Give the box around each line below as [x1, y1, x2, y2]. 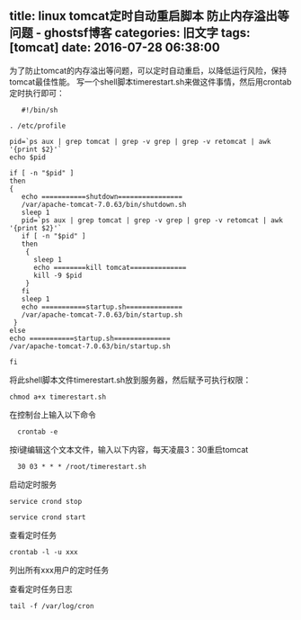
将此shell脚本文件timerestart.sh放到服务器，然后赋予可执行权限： [9, 374, 252, 385]
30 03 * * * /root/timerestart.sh [17, 462, 146, 471]
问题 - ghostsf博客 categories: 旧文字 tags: [9, 25, 251, 40]
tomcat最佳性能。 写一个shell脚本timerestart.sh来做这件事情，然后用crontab [9, 76, 292, 87]
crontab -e [17, 427, 58, 436]
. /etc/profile [9, 121, 66, 130]
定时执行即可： [9, 87, 65, 98]
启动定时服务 [9, 479, 57, 490]
